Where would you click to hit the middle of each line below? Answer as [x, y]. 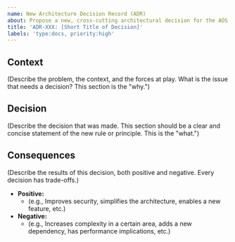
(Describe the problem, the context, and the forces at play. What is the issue [118, 79]
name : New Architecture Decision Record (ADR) [77, 14]
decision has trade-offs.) [43, 180]
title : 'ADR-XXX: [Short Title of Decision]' [75, 27]
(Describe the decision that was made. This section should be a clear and [114, 126]
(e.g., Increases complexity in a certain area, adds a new [110, 224]
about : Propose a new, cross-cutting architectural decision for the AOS [118, 20]
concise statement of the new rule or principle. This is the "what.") [103, 133]
